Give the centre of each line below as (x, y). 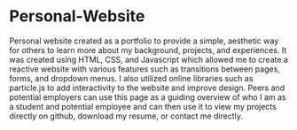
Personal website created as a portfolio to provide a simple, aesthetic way (144, 41)
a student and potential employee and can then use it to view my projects (143, 106)
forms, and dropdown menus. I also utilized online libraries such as (131, 78)
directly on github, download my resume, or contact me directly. (126, 116)
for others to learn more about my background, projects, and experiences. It (148, 50)
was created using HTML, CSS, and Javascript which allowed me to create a (148, 59)
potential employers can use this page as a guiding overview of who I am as (148, 97)
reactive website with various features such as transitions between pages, (145, 69)
